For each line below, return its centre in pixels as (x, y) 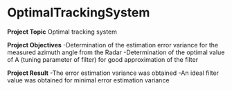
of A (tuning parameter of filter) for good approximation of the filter (103, 59)
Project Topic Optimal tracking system (62, 32)
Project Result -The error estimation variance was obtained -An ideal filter (113, 73)
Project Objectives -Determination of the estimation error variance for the (113, 45)
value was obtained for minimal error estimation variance (88, 80)
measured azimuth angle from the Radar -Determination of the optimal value (116, 52)
